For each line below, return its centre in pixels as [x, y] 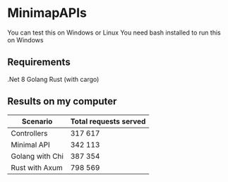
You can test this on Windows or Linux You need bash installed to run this [114, 32]
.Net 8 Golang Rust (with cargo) [53, 79]
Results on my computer [62, 101]
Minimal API [31, 145]
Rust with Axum [37, 167]
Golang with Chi [37, 156]
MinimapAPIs [47, 13]
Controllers [29, 133]
